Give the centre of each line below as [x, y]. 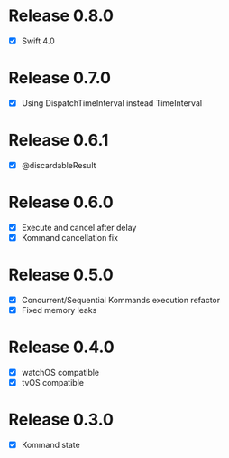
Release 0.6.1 [59, 140]
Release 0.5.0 [61, 275]
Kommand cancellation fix [70, 238]
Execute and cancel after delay [79, 227]
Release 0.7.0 [60, 78]
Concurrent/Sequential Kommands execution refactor [121, 300]
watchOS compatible [60, 373]
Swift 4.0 [38, 41]
